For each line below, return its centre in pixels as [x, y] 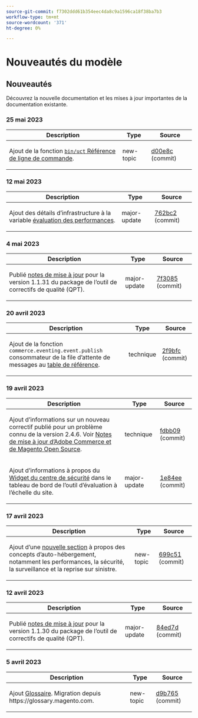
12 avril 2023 [25, 592]
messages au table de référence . [55, 365]
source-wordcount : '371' [37, 22]
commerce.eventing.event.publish [56, 351]
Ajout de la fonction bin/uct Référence [62, 151]
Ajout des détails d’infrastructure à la [60, 213]
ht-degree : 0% [24, 28]
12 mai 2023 [24, 182]
